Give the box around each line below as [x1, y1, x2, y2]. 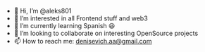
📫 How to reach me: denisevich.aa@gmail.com [13, 37, 153, 45]
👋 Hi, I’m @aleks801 [13, 7, 72, 15]
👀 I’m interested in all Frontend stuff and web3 [13, 14, 148, 22]
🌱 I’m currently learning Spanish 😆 [13, 22, 116, 30]
